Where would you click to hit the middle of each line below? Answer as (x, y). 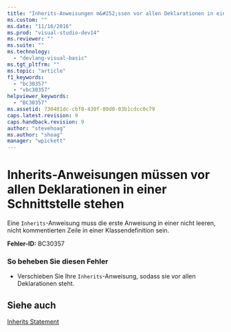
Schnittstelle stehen (66, 204)
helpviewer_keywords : (38, 97)
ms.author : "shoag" (35, 134)
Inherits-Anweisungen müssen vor (109, 175)
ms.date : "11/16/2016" (40, 26)
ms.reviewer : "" (30, 39)
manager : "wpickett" (37, 141)
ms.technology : (29, 52)
